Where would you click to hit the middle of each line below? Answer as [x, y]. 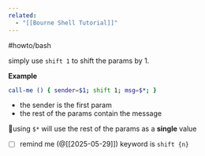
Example [23, 76]
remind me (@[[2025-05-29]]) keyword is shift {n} [104, 144]
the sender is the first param [65, 105]
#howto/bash [30, 45]
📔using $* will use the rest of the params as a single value [102, 129]
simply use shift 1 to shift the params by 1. [79, 61]
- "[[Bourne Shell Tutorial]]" [67, 23]
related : [22, 15]
